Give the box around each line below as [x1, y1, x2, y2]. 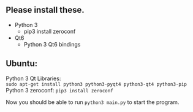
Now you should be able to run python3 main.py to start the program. [6, 98, 180, 106]
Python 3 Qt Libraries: [6, 75, 61, 82]
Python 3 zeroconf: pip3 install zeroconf [6, 86, 114, 94]
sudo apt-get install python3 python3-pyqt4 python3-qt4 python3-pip [6, 81, 187, 88]
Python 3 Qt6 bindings [23, 40, 81, 48]
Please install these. [6, 5, 85, 15]
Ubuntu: [6, 58, 38, 69]
